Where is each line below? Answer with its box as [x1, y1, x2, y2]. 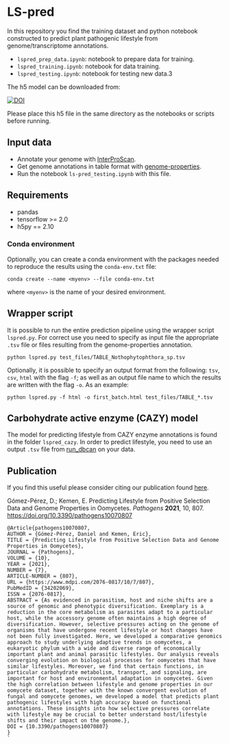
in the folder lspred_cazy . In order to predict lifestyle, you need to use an [7, 438, 213, 446]
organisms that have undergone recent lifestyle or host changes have [7, 627, 213, 634]
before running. [7, 116, 51, 124]
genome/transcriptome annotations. [7, 41, 109, 50]
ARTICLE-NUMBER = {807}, [7, 573, 78, 580]
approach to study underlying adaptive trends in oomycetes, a [7, 639, 192, 646]
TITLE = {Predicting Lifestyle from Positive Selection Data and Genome [7, 537, 219, 544]
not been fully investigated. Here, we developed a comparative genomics [7, 633, 223, 640]
